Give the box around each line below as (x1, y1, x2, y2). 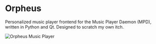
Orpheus (5, 3, 42, 14)
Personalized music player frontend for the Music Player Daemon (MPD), (5, 19, 152, 25)
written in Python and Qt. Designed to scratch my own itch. (5, 24, 124, 29)
